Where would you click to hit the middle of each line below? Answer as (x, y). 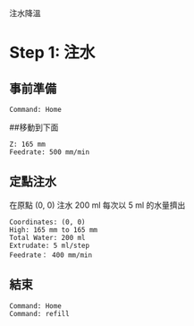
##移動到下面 (34, 127)
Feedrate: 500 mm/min (50, 152)
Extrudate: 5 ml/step (50, 245)
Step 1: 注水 (52, 53)
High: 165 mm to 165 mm (54, 230)
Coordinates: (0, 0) (48, 222)
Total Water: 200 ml (48, 237)
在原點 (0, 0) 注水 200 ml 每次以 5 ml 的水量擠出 (97, 205)
